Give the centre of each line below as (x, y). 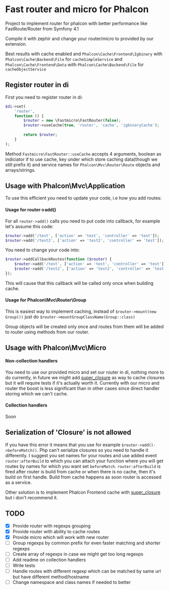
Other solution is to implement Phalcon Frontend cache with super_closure (83, 492)
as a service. (18, 482)
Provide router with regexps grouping (52, 526)
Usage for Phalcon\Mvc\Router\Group (46, 300)
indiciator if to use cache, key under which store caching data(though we (81, 159)
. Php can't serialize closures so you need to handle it (93, 450)
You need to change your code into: (42, 250)
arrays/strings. (20, 170)
